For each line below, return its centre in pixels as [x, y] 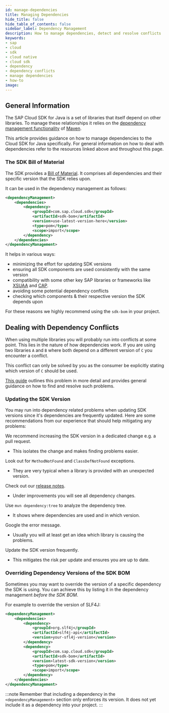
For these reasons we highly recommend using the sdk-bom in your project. [83, 311]
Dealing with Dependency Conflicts [62, 327]
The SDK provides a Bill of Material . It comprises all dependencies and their [84, 173]
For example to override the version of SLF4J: [53, 604]
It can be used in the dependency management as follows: [66, 188]
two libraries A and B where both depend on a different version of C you [79, 350]
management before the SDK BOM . [42, 595]
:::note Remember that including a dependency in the [60, 694]
